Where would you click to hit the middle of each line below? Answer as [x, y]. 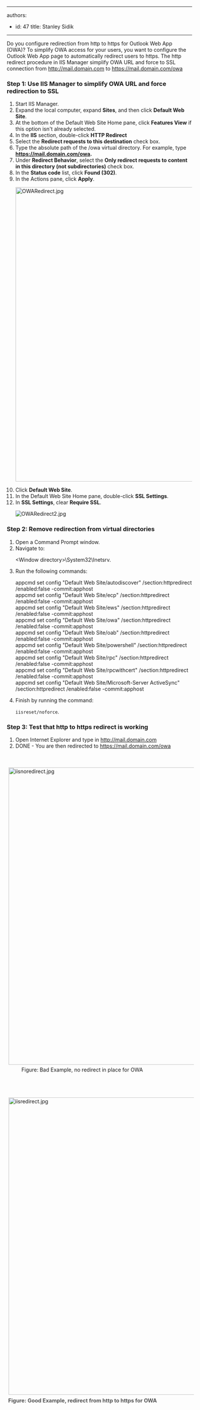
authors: [17, 15]
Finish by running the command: [54, 700]
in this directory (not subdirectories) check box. [75, 167]
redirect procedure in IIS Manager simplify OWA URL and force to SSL [91, 62]
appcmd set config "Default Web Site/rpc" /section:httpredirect [92, 658]
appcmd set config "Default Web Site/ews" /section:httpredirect [93, 608]
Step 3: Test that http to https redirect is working [78, 726]
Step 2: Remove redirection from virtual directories [81, 529]
